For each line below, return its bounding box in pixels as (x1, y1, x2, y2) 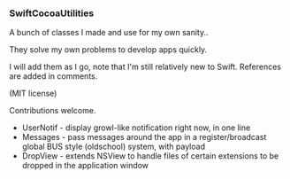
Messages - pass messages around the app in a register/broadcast (21, 132, 267, 143)
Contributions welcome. (9, 105, 96, 116)
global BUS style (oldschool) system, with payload (21, 141, 206, 152)
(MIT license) (9, 88, 57, 99)
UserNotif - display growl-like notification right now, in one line (21, 122, 251, 133)
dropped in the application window (21, 160, 149, 171)
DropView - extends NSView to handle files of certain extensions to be (21, 151, 279, 161)
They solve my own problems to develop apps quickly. (9, 44, 208, 55)
